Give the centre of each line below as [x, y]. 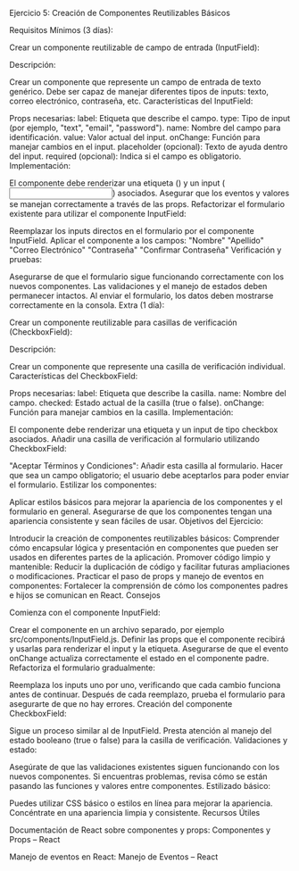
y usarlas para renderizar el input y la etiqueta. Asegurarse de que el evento [149, 649]
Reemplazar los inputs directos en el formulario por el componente [132, 231]
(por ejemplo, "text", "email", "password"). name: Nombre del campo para [145, 128]
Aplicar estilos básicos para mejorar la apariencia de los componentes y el [146, 502]
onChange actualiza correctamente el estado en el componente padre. [139, 658]
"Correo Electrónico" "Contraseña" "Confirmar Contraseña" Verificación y [145, 250]
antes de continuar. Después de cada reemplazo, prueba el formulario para [147, 694]
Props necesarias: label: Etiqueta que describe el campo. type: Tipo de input [150, 118]
